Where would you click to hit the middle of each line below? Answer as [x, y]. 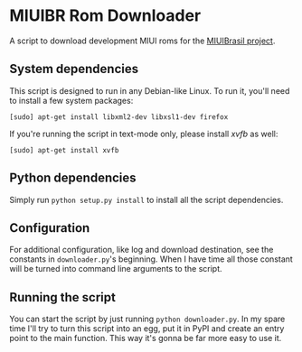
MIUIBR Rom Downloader [105, 16]
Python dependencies [73, 178]
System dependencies [74, 69]
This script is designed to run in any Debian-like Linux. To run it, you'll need [150, 90]
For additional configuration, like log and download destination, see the [142, 250]
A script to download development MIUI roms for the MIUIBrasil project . [142, 41]
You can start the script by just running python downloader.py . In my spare [147, 319]
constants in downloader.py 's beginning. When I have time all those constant [151, 259]
